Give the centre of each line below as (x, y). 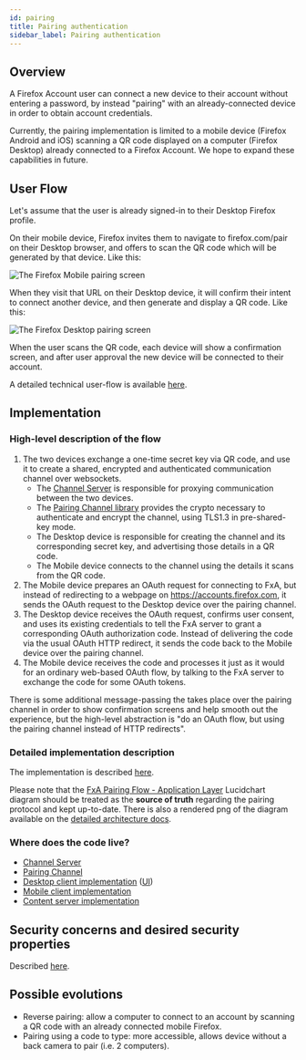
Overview (38, 72)
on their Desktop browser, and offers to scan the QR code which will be (143, 248)
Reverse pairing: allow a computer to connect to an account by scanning (158, 1016)
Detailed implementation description (92, 752)
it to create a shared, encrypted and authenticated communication (147, 468)
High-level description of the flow (86, 439)
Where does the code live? (70, 842)
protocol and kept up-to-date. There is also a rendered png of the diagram (149, 809)
